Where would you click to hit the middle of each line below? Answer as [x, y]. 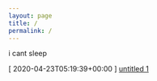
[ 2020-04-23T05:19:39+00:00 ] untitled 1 [79, 69]
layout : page [30, 16]
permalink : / [30, 30]
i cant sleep [28, 54]
